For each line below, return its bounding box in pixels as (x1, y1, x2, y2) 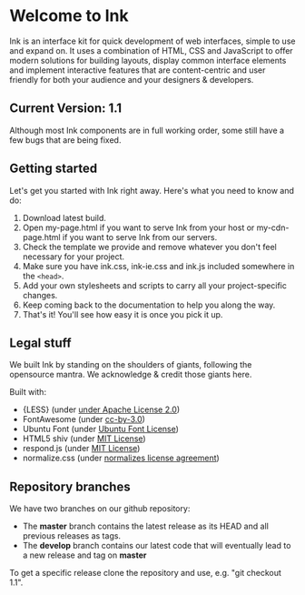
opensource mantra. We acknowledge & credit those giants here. (9, 369, 252, 380)
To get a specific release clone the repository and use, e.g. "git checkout (9, 568, 281, 579)
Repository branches (9, 479, 131, 494)
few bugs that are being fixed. (9, 134, 122, 146)
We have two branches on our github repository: (9, 503, 191, 514)
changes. (22, 289, 58, 300)
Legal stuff (9, 335, 72, 350)
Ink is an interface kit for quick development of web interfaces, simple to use (9, 35, 296, 46)
